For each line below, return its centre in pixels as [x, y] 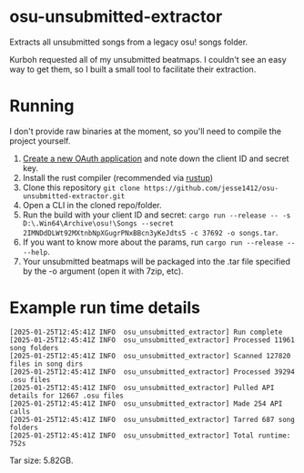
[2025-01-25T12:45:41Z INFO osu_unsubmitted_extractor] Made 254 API [146, 403]
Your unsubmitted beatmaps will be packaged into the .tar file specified [157, 261]
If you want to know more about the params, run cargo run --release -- [159, 242]
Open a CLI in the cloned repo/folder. [92, 205]
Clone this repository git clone [81, 187]
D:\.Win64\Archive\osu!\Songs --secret [98, 223]
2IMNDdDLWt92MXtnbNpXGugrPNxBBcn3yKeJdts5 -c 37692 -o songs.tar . [150, 232]
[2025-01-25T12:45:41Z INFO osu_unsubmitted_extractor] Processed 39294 [152, 372]
